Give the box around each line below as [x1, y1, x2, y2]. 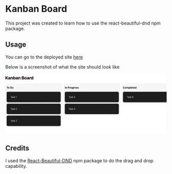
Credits [5, 144, 30, 153]
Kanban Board [5, 3, 68, 15]
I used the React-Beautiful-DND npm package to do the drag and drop [5, 157, 154, 164]
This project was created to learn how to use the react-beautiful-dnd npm [5, 20, 161, 26]
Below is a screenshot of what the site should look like [5, 63, 120, 70]
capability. [5, 163, 27, 169]
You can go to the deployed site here [5, 54, 83, 60]
